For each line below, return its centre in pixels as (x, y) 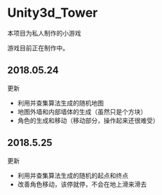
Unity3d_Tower (53, 13)
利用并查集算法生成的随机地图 (60, 103)
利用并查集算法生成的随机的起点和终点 (73, 175)
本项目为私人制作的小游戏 (44, 33)
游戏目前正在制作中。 (38, 48)
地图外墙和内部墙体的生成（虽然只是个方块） (82, 111)
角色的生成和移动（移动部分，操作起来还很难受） (88, 120)
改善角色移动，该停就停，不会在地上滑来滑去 (82, 184)
